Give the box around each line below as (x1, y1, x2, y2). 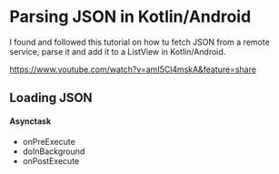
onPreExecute (22, 136, 75, 147)
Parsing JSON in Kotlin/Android (9, 6, 252, 27)
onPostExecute (22, 155, 80, 166)
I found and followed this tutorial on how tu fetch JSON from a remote (9, 36, 270, 47)
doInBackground (22, 146, 85, 157)
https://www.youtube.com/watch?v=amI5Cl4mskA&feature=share (9, 64, 257, 75)
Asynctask (9, 116, 52, 127)
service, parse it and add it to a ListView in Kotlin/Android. (9, 46, 226, 56)
